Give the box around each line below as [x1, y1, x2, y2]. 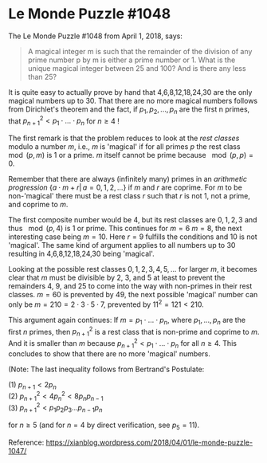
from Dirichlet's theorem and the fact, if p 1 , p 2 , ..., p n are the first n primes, [8, 104, 250, 116]
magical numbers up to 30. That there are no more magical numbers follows [8, 96, 257, 105]
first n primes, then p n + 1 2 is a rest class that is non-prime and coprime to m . [8, 325, 260, 339]
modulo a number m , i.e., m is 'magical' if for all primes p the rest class [8, 142, 241, 151]
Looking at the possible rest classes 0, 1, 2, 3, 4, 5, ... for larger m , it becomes [8, 265, 257, 274]
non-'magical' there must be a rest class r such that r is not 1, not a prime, [8, 191, 251, 201]
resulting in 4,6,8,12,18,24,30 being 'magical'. [8, 249, 155, 259]
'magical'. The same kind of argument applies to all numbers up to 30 [8, 241, 236, 250]
